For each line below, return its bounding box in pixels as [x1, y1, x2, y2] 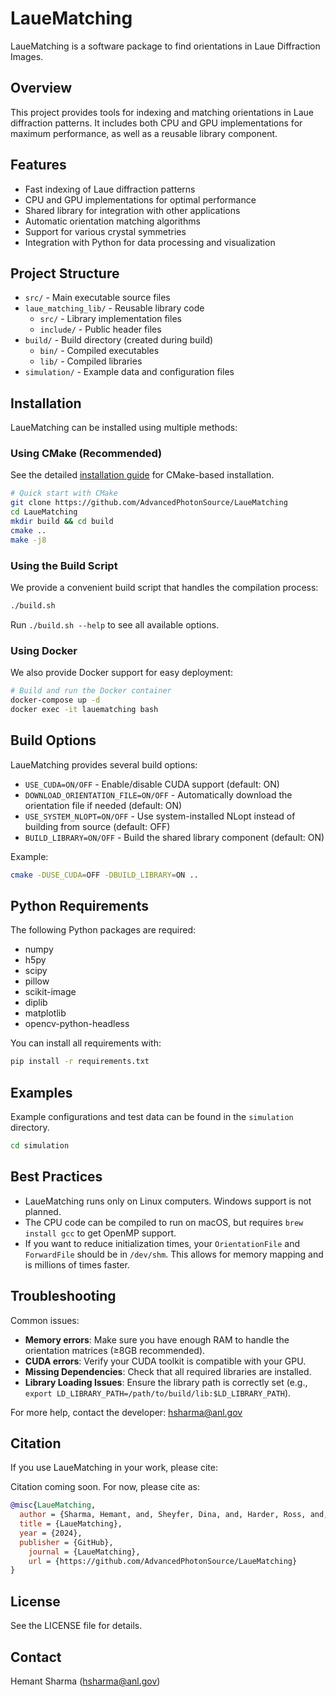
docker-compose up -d [10, 695, 101, 706]
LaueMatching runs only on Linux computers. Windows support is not [24, 1195, 312, 1207]
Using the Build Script [10, 558, 118, 572]
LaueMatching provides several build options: [10, 758, 198, 771]
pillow [24, 975, 50, 987]
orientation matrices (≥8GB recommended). [24, 1344, 206, 1356]
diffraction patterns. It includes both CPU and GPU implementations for [10, 117, 303, 129]
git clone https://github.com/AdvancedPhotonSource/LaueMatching [10, 498, 288, 508]
